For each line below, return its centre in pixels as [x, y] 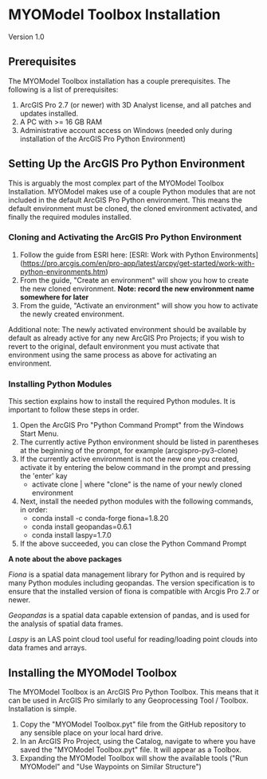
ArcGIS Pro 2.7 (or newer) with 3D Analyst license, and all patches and [135, 104]
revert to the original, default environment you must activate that [114, 346]
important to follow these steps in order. [74, 410]
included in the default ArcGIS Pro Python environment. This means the [126, 200]
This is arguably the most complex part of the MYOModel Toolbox [116, 183]
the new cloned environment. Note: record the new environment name [137, 288]
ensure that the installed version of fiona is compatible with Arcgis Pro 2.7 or [134, 592]
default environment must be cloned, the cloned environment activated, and [133, 208]
